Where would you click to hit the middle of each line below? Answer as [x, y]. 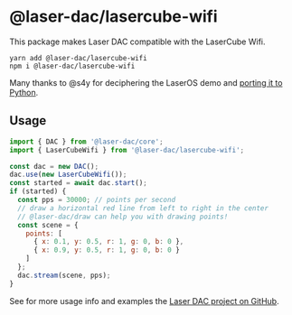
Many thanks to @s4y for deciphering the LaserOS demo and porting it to [146, 82]
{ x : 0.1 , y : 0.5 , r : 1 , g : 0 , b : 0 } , [108, 242]
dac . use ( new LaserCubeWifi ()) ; [68, 175]
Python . [24, 92]
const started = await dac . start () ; [78, 183]
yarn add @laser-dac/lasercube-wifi [78, 58]
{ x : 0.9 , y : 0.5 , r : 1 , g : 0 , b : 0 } [107, 250]
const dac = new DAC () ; [54, 166]
